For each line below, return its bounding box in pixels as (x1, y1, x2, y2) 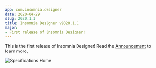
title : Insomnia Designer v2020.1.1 (5, 20, 79, 26)
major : (5, 25, 18, 30)
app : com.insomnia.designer (5, 7, 62, 12)
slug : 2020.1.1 (5, 16, 36, 21)
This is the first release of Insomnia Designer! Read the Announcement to (5, 43, 151, 49)
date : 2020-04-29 (5, 12, 40, 17)
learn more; (5, 48, 28, 54)
